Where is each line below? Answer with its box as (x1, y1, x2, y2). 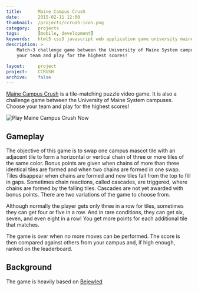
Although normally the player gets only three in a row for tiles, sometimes (6, 202, 184, 210)
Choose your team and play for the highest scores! (6, 103, 130, 110)
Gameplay (6, 131, 45, 142)
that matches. (6, 221, 39, 228)
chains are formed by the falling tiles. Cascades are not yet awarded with (6, 185, 184, 192)
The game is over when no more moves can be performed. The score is (6, 233, 180, 240)
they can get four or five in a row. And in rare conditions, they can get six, (6, 209, 184, 216)
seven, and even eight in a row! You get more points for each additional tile (6, 215, 187, 222)
